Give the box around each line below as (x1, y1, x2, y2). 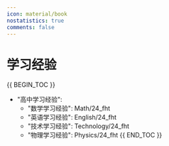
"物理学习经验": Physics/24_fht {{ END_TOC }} (27, 131, 163, 140)
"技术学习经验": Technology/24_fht (27, 122, 129, 130)
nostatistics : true (6, 17, 65, 24)
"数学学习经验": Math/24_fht (27, 104, 111, 113)
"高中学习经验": (16, 95, 62, 104)
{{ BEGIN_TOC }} (6, 80, 56, 89)
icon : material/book (6, 10, 68, 18)
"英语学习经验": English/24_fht (27, 113, 117, 122)
